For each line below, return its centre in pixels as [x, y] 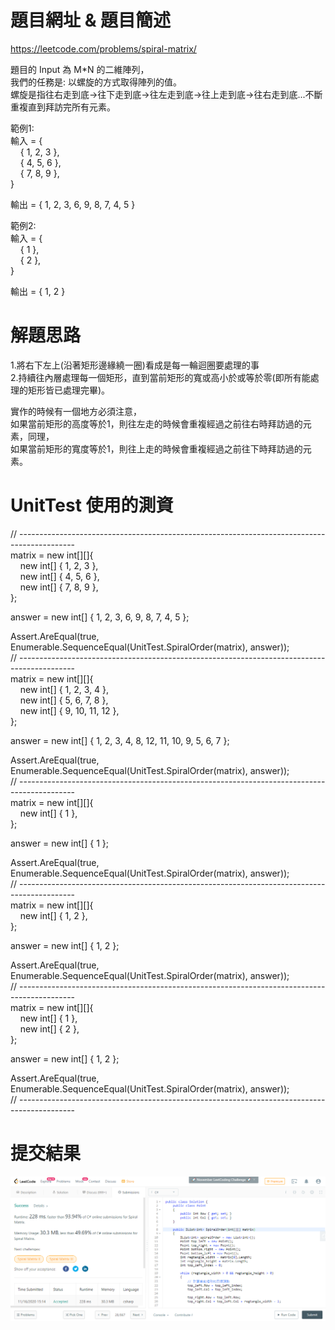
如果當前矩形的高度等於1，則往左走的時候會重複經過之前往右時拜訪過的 [156, 423]
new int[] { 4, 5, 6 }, [59, 576]
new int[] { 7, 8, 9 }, [59, 587]
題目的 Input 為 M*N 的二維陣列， [80, 69]
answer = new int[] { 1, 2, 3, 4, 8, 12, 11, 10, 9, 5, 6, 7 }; [120, 740]
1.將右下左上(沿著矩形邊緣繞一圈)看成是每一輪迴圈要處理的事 [135, 365]
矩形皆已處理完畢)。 [69, 390]
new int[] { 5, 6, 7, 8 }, [64, 700]
